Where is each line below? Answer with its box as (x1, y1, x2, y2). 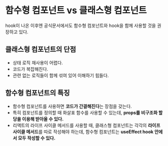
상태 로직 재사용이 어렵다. (12, 60, 63, 66)
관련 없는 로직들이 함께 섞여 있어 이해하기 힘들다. (12, 72, 109, 78)
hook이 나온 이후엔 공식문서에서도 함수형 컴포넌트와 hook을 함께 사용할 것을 (5, 22, 156, 28)
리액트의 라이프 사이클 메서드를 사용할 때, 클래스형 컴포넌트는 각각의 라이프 (12, 122, 161, 128)
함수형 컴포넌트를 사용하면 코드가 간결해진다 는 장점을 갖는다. (12, 103, 132, 109)
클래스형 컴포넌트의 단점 (5, 45, 76, 54)
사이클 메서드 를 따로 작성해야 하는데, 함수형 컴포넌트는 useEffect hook (12, 128, 154, 135)
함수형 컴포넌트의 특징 (5, 89, 70, 97)
